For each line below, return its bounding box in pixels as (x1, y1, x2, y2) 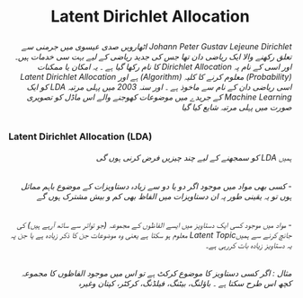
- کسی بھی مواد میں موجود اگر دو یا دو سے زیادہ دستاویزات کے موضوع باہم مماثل (21, 181, 292, 191)
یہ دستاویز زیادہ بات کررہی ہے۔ (205, 240, 292, 250)
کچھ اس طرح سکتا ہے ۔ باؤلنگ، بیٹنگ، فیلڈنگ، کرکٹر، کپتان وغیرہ (78, 278, 292, 289)
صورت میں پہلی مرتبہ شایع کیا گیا (181, 101, 292, 113)
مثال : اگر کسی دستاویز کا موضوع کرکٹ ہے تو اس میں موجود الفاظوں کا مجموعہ (21, 267, 292, 279)
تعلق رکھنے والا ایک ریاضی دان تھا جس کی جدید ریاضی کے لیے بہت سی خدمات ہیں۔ (14, 51, 292, 62)
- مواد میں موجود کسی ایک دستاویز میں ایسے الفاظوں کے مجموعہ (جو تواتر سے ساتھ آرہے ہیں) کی (16, 219, 292, 230)
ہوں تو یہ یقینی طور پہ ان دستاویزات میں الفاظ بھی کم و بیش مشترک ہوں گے (36, 191, 292, 201)
